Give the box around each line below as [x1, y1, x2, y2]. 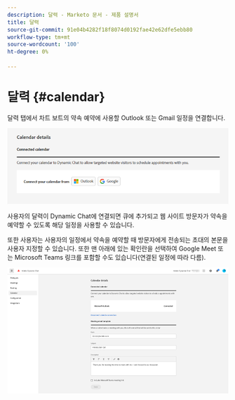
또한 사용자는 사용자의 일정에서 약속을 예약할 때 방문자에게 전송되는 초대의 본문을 [7, 236, 229, 244]
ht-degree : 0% [7, 48, 49, 55]
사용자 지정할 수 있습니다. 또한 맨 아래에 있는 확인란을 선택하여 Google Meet [7, 244, 217, 253]
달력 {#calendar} [7, 89, 105, 105]
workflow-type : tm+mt [7, 34, 71, 41]
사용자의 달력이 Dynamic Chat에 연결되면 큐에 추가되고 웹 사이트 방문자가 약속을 [7, 212, 228, 220]
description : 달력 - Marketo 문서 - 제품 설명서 [7, 11, 139, 18]
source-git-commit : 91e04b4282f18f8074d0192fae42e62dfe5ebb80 [7, 26, 193, 33]
